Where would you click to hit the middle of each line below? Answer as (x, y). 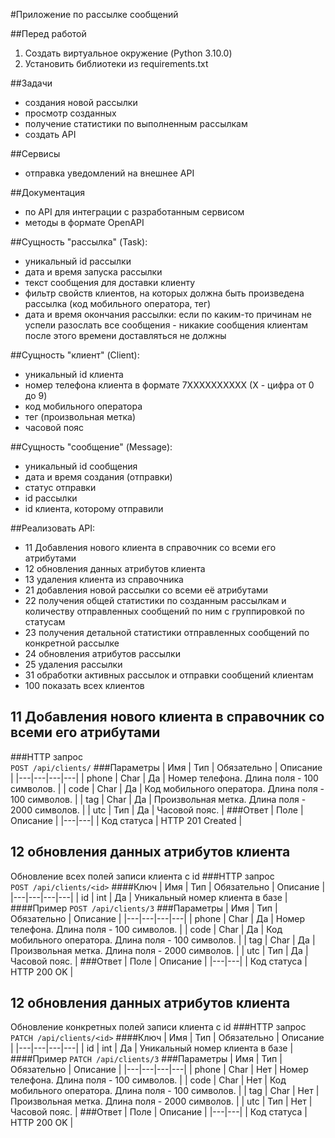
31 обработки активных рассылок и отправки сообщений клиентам (169, 675)
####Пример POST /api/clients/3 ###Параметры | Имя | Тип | (144, 908)
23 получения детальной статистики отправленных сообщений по (167, 632)
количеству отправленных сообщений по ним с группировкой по (164, 611)
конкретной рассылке (72, 643)
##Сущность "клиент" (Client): (75, 355)
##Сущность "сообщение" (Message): (91, 447)
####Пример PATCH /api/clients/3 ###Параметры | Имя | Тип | (146, 1059)
